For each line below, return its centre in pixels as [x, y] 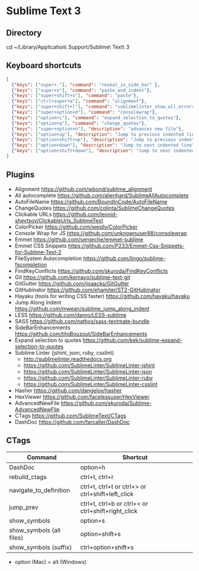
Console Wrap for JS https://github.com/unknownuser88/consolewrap [101, 233]
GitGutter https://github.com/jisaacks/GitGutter [72, 283]
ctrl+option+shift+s [107, 547]
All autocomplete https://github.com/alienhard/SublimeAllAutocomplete [102, 195]
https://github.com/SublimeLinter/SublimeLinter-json [88, 371]
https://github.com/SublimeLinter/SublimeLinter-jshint [89, 365]
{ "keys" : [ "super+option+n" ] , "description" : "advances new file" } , [98, 129]
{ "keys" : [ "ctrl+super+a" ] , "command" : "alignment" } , [79, 101]
